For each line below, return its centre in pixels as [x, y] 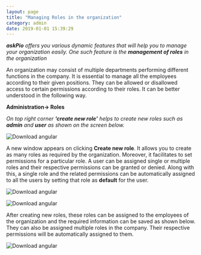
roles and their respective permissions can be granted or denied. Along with [100, 167]
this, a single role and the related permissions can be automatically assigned [100, 174]
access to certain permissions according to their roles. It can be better [93, 89]
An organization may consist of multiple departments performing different [97, 70]
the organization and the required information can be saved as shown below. [101, 221]
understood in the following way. [46, 95]
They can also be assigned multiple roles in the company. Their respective [98, 228]
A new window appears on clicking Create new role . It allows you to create [99, 148]
